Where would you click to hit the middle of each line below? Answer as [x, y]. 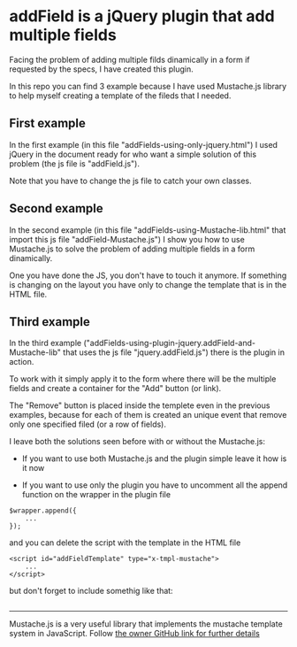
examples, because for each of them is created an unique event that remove [148, 415]
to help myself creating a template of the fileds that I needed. [120, 96]
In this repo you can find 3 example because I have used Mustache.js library [148, 86]
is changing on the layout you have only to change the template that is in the [148, 284]
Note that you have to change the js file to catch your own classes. [130, 181]
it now [33, 468]
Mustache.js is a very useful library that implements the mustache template [146, 624]
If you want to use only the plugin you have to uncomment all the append [155, 485]
